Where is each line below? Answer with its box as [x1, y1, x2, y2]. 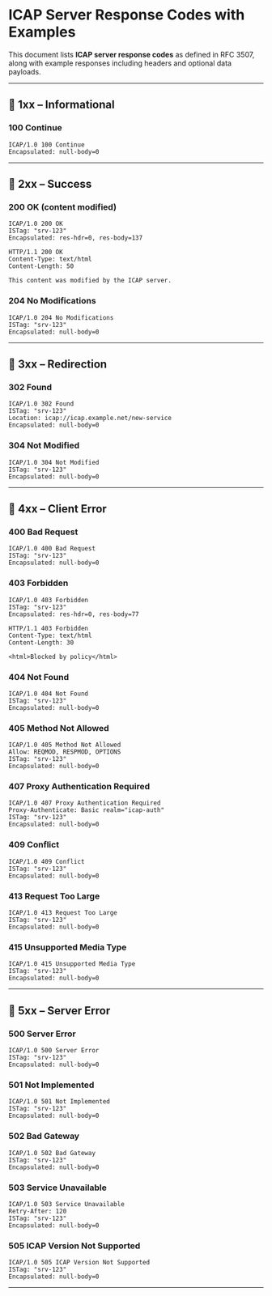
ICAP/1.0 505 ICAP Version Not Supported [8, 1259, 151, 1267]
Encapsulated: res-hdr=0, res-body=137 [8, 234, 143, 242]
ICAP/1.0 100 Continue [8, 140, 85, 149]
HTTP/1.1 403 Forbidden [8, 624, 89, 632]
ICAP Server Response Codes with [8, 6, 245, 24]
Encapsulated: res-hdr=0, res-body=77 [8, 610, 139, 618]
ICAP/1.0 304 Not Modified [8, 458, 100, 466]
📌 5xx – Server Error [8, 1004, 111, 1018]
